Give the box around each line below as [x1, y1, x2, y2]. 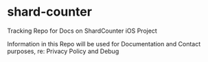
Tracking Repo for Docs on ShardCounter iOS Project [7, 27, 158, 35]
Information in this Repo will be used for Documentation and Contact [7, 40, 201, 48]
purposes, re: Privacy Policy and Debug [7, 47, 119, 55]
